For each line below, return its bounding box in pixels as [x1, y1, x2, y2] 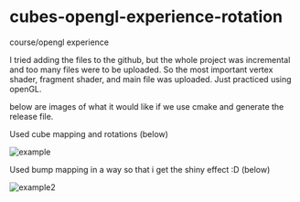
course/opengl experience [9, 37, 110, 48]
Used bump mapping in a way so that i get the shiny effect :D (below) [9, 164, 271, 175]
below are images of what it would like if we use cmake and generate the [9, 101, 284, 112]
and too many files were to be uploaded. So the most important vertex [9, 64, 273, 75]
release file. [9, 111, 54, 122]
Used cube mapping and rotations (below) [9, 128, 169, 139]
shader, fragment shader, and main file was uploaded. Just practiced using [9, 73, 292, 84]
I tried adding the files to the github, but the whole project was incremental [9, 54, 291, 65]
